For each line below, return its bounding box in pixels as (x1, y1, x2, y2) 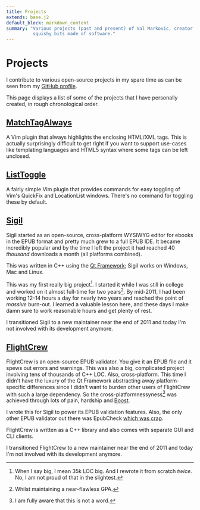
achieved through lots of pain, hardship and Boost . (6, 397, 130, 404)
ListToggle (6, 170, 46, 180)
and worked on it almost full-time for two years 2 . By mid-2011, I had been (6, 287, 186, 295)
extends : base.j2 (6, 14, 49, 20)
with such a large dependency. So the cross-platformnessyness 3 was (6, 390, 177, 398)
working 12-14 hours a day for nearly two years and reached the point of (6, 294, 184, 301)
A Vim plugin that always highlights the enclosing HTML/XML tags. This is (6, 133, 187, 141)
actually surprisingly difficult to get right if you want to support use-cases (6, 139, 187, 147)
